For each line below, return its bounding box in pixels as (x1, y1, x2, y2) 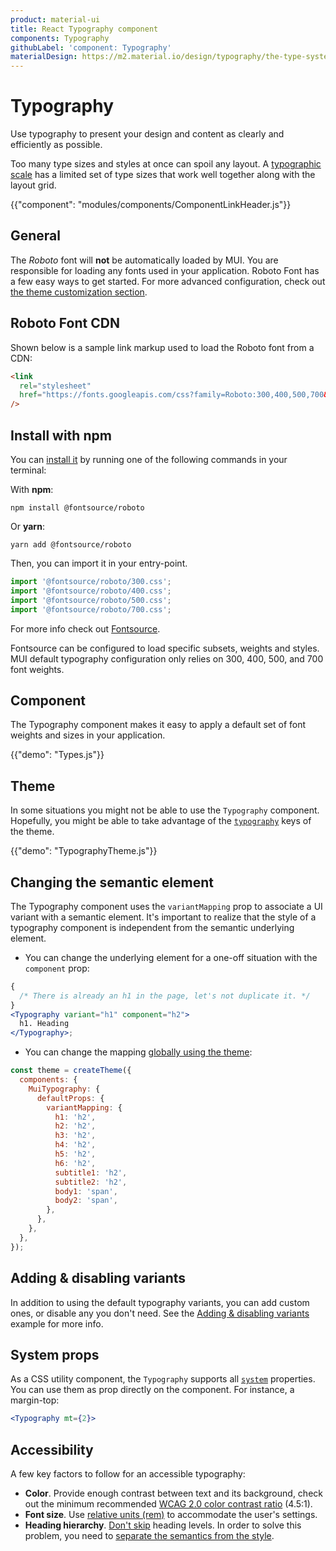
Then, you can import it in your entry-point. (10, 557, 188, 569)
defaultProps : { (36, 1093, 105, 1103)
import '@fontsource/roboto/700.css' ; (10, 604, 172, 615)
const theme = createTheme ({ (10, 1066, 132, 1076)
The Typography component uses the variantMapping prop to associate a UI (10, 900, 323, 912)
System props (10, 1346, 100, 1363)
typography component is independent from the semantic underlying (10, 921, 295, 933)
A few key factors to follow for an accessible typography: (10, 1468, 246, 1480)
